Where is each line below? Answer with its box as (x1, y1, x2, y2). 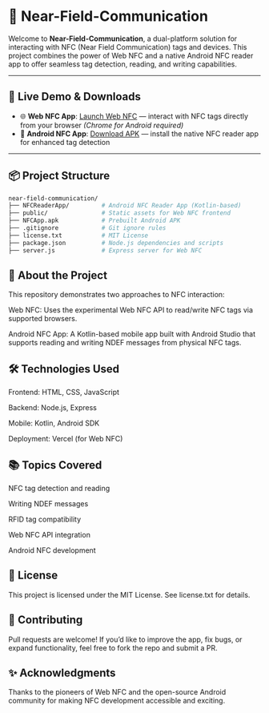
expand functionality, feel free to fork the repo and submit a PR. (8, 643, 218, 652)
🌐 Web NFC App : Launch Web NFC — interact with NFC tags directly (19, 111, 249, 121)
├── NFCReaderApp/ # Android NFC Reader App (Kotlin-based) (8, 202, 242, 210)
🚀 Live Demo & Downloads (8, 90, 142, 103)
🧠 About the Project (8, 268, 108, 282)
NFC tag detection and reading (8, 484, 110, 493)
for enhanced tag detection (19, 137, 110, 147)
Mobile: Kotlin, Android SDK (8, 418, 100, 428)
